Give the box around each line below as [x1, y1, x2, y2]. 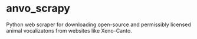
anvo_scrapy [6, 2, 71, 15]
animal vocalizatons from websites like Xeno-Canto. [6, 27, 133, 34]
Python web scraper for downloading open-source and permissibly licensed [6, 21, 192, 28]
